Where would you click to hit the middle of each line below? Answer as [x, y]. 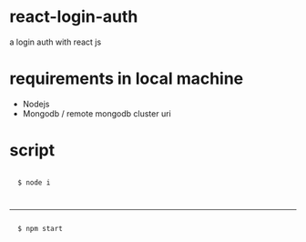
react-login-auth [74, 17]
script [32, 151]
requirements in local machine [127, 79]
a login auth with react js [56, 42]
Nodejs [36, 104]
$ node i [34, 182]
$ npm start [41, 228]
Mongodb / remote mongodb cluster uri [97, 113]
